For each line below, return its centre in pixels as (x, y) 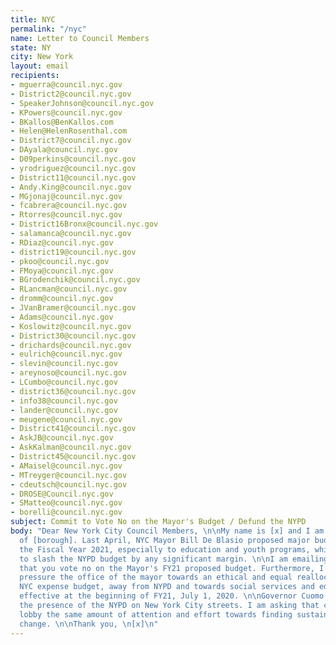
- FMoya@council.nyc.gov (62, 271)
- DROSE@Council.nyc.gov (62, 494)
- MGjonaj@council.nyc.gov (66, 196)
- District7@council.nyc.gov (71, 141)
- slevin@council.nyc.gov (64, 364)
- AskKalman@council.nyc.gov (71, 447)
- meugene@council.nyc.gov (66, 419)
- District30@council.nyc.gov (73, 336)
